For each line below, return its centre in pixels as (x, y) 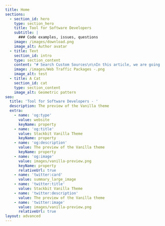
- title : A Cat (25, 78)
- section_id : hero (30, 19)
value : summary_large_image (47, 180)
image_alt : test (31, 74)
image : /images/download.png (44, 42)
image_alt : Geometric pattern (45, 92)
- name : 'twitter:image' (40, 202)
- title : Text (24, 51)
